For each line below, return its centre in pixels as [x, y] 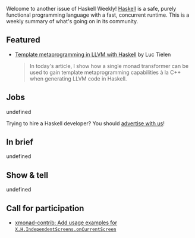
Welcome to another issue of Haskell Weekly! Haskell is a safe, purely [91, 9]
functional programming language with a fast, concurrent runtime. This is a [98, 15]
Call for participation [45, 208]
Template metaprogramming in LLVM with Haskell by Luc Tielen [93, 54]
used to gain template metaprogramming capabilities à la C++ [105, 72]
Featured [23, 40]
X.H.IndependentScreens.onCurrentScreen [65, 230]
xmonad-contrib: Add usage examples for [66, 222]
